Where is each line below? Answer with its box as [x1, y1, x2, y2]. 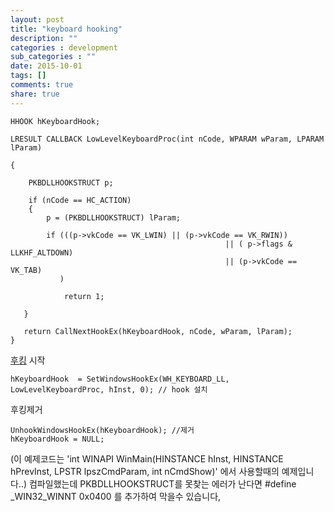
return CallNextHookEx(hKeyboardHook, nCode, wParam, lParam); [23, 326, 293, 336]
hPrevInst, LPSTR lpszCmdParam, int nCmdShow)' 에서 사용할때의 [10, 465, 280, 477]
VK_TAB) [10, 265, 43, 275]
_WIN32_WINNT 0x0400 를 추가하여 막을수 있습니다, [10, 490, 222, 502]
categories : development [10, 42, 118, 53]
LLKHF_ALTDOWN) [10, 247, 74, 258]
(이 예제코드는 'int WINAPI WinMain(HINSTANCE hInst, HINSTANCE [10, 452, 284, 465]
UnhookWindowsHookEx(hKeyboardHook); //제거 [10, 425, 195, 435]
